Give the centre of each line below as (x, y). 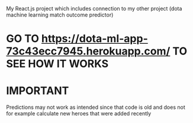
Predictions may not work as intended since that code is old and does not (96, 107)
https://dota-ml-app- (94, 39)
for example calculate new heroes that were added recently (79, 114)
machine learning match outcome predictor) (60, 15)
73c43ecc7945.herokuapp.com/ (88, 51)
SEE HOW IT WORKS (57, 64)
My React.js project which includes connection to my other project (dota (94, 9)
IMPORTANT (38, 91)
